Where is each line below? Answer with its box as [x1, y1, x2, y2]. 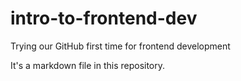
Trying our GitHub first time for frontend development [10, 40, 231, 52]
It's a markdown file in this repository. [10, 59, 166, 71]
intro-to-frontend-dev [10, 7, 198, 30]
